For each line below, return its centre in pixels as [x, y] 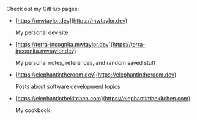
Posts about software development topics [68, 86]
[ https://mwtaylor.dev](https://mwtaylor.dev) [71, 21]
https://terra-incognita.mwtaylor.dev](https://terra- [81, 44]
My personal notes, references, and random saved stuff [85, 63]
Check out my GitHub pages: [43, 9]
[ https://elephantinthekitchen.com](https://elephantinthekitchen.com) [103, 98]
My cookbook [32, 110]
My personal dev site [42, 32]
